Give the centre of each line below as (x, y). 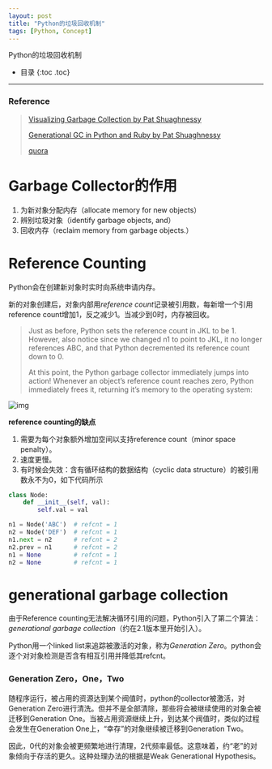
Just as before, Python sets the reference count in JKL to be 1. (132, 330)
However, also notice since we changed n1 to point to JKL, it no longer (145, 339)
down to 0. (46, 356)
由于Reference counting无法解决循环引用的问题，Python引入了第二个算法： (134, 618)
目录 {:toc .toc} (45, 72)
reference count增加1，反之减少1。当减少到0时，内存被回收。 (111, 314)
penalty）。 (38, 449)
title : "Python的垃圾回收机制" (57, 24)
